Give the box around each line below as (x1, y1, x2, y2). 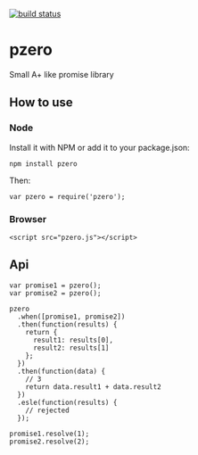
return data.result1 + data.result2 (25, 382, 162, 392)
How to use (9, 95, 73, 111)
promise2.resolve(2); (9, 437, 90, 446)
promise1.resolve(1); (9, 429, 90, 438)
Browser (9, 212, 47, 225)
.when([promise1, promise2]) (17, 312, 126, 321)
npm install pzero (9, 159, 78, 169)
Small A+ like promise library (9, 69, 114, 79)
